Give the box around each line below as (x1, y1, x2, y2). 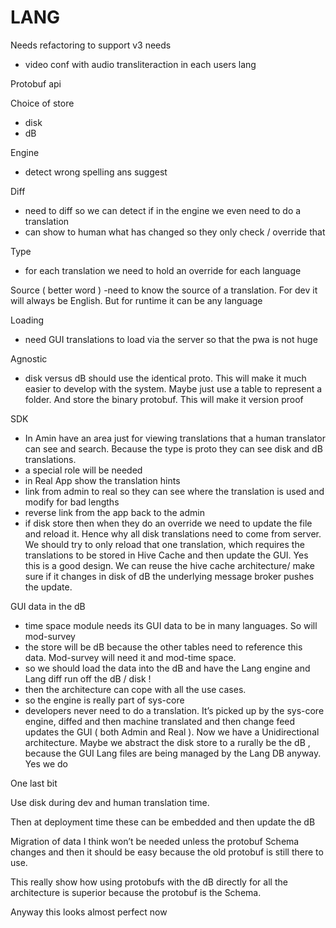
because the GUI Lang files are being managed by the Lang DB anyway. (24, 747, 322, 759)
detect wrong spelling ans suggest (24, 166, 168, 178)
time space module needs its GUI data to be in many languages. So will (24, 619, 318, 631)
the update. (24, 581, 73, 593)
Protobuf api (10, 77, 62, 90)
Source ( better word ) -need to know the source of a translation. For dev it (10, 284, 318, 296)
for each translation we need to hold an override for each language (24, 264, 302, 276)
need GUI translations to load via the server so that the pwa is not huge (24, 333, 318, 345)
